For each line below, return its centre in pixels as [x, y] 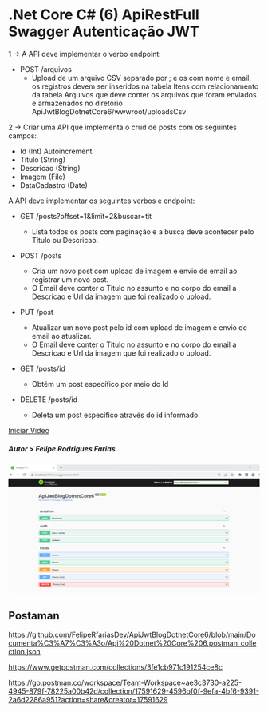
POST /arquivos [45, 69]
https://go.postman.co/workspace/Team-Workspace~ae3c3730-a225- [125, 683]
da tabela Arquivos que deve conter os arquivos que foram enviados [144, 94]
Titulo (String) [43, 159]
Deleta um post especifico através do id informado [115, 415]
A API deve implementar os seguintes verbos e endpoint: [102, 201]
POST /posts [41, 255]
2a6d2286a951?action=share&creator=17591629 [88, 700]
